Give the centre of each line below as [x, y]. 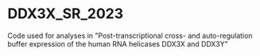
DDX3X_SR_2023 [66, 14]
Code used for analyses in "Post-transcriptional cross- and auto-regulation [130, 35]
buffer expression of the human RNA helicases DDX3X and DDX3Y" [118, 43]
